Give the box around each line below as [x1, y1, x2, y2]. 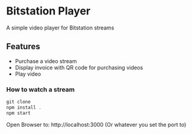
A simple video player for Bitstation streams [6, 24, 114, 31]
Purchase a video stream [14, 57, 77, 64]
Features [6, 41, 40, 52]
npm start [6, 110, 31, 116]
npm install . [6, 104, 42, 111]
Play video [14, 70, 41, 78]
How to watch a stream [6, 85, 75, 94]
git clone [6, 99, 31, 105]
